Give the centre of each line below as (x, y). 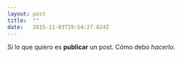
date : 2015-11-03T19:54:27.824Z (58, 27)
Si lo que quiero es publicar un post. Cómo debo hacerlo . (91, 47)
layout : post (27, 14)
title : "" (23, 21)
